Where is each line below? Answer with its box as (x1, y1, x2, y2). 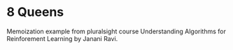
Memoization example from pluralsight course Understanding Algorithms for (6, 27, 227, 35)
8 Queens (6, 4, 64, 20)
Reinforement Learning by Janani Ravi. (6, 34, 118, 42)
